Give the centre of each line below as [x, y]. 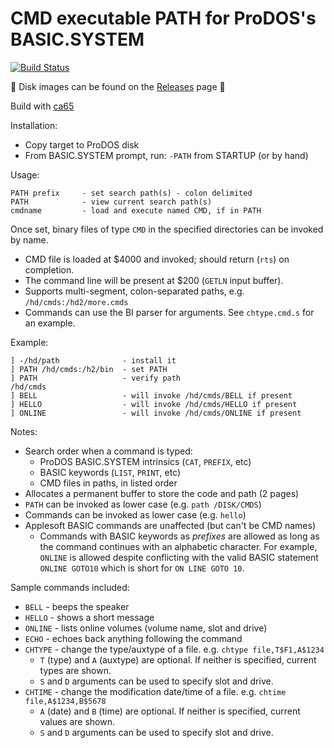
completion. [49, 269]
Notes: [24, 431]
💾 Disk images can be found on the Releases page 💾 [118, 86]
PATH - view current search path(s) [111, 202]
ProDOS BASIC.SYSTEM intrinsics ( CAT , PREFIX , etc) [145, 461]
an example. [50, 323]
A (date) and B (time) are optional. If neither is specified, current [170, 711]
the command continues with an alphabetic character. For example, [178, 546]
